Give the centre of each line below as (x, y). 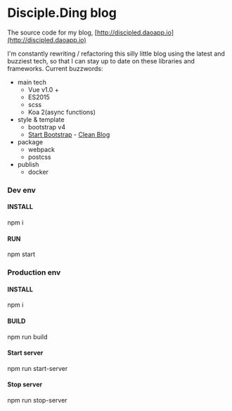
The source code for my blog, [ (52, 32)
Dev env (22, 190)
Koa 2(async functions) (62, 112)
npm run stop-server (38, 400)
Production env (34, 272)
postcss (39, 157)
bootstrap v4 (46, 127)
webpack (41, 149)
